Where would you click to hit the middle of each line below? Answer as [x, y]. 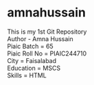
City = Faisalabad [32, 60]
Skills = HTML [27, 75]
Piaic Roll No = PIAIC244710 [47, 53]
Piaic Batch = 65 [30, 46]
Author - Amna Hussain [40, 38]
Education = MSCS [34, 68]
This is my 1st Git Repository [47, 32]
